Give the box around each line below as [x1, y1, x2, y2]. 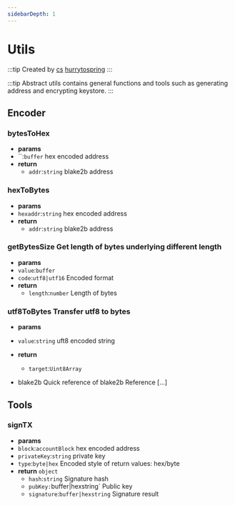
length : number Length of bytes [28, 289, 118, 297]
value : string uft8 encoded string [17, 336, 116, 345]
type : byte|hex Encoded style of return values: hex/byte [17, 459, 180, 468]
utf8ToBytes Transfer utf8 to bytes [7, 306, 131, 316]
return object [17, 466, 59, 475]
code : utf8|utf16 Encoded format [17, 273, 114, 282]
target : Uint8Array [28, 364, 82, 373]
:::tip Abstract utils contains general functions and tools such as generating [7, 79, 229, 87]
